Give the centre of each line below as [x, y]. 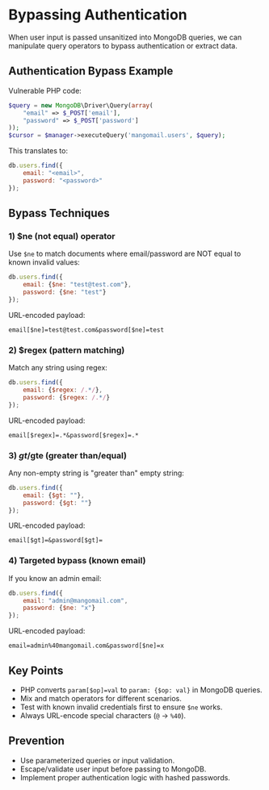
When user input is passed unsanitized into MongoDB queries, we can [125, 37]
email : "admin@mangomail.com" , [76, 600]
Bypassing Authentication [98, 15]
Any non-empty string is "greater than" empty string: [96, 473]
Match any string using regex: [58, 368]
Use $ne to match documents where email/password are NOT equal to [125, 254]
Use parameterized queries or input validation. [97, 760]
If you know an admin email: [55, 578]
